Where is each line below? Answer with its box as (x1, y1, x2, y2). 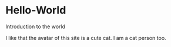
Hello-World (5, 4, 66, 17)
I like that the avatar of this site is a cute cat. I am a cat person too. (5, 34, 166, 41)
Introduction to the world (5, 23, 66, 30)
